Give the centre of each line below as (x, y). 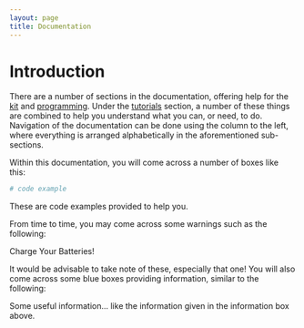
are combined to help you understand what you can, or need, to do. (136, 116)
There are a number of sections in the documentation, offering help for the (149, 97)
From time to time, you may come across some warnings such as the (138, 224)
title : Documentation (51, 26)
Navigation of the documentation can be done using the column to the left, (149, 126)
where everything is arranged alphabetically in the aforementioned (134, 135)
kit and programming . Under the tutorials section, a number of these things (150, 107)
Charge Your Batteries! (52, 251)
